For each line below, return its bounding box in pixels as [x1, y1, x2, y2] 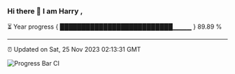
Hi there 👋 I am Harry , [7, 6, 83, 16]
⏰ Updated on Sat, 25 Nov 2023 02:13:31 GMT [7, 45, 141, 54]
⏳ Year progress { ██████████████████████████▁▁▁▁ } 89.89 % [7, 22, 222, 31]
